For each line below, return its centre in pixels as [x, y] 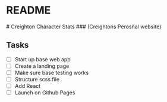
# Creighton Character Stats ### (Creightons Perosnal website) [84, 27]
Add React [28, 86]
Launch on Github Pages [45, 93]
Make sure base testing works [52, 73]
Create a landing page [42, 66]
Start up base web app [43, 59]
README [29, 10]
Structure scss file [37, 79]
